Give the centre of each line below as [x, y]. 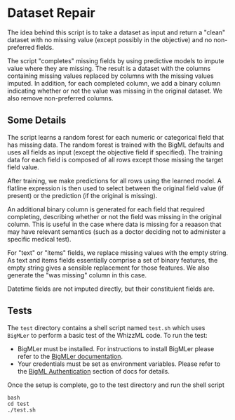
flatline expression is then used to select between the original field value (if [116, 188]
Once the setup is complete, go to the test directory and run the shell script [116, 385]
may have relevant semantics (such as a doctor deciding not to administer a [117, 231]
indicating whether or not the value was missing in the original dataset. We [115, 91]
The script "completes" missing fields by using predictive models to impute [116, 60]
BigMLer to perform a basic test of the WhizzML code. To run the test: [108, 335]
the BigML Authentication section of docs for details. [93, 371]
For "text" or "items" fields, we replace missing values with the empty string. [118, 252]
